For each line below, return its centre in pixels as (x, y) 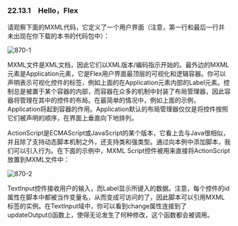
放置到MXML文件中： (39, 159)
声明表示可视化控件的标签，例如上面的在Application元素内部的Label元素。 (116, 83)
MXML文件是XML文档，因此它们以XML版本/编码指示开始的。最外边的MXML (118, 65)
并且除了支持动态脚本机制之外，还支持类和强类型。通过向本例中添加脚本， (116, 142)
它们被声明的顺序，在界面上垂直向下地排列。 (73, 118)
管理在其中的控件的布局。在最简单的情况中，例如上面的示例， (109, 101)
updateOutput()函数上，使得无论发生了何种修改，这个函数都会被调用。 (110, 215)
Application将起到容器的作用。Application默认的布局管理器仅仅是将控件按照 (118, 109)
